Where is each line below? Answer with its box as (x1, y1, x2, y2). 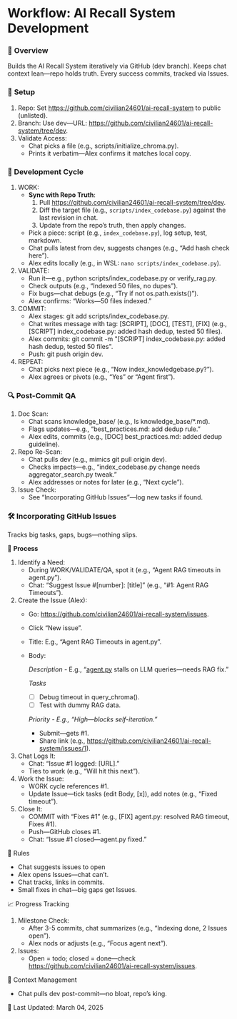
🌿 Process (7, 544, 39, 552)
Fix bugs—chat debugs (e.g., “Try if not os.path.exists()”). (28, 289, 198, 298)
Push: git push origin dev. (28, 350, 104, 358)
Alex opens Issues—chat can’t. (17, 870, 109, 878)
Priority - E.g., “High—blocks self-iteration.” (28, 715, 158, 724)
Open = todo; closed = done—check (28, 954, 136, 963)
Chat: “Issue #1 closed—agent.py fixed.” (28, 835, 147, 843)
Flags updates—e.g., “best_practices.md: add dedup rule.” (28, 425, 201, 433)
